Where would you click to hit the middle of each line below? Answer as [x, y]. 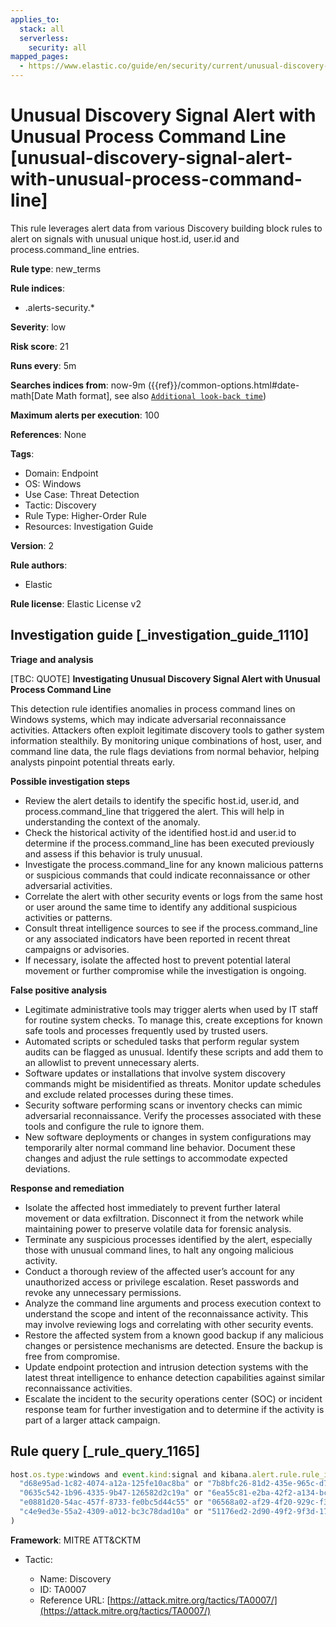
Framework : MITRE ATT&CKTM [76, 1540]
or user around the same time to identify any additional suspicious [161, 907]
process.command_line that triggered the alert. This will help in [154, 811]
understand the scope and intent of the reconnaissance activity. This [166, 1313]
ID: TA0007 [63, 1589]
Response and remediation [67, 1188]
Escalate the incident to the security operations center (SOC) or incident [173, 1398]
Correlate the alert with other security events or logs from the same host [173, 896]
